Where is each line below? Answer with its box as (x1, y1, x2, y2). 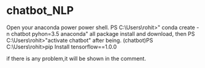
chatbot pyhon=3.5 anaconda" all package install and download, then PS (11, 30, 195, 37)
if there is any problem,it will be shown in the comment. (6, 55, 146, 62)
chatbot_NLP (6, 4, 74, 18)
